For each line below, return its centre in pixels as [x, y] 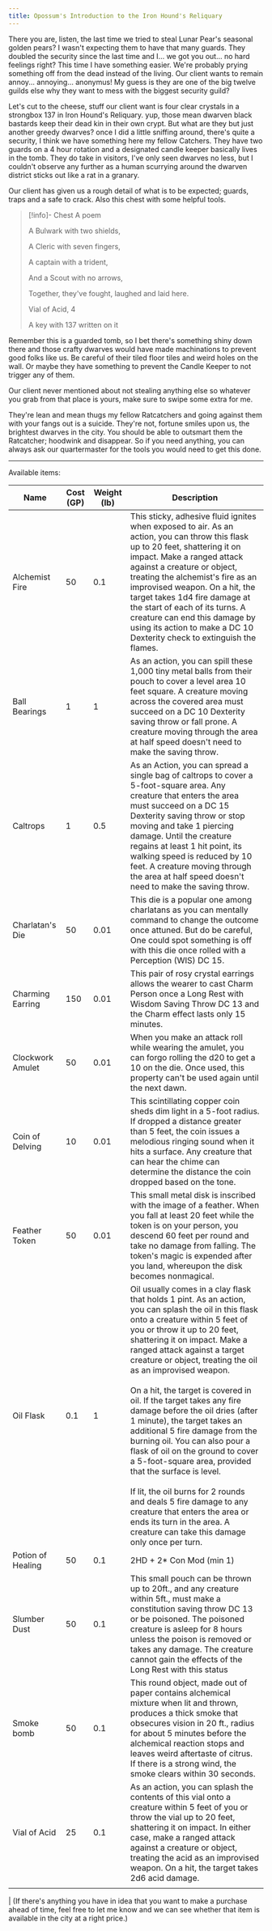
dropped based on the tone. [183, 1182]
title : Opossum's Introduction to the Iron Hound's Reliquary [115, 16]
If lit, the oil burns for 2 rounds [187, 1492]
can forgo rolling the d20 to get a [193, 1057]
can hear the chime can [175, 1161]
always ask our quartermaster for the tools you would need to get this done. [135, 449]
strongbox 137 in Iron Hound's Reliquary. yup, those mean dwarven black [130, 115]
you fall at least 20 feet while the [192, 1215]
